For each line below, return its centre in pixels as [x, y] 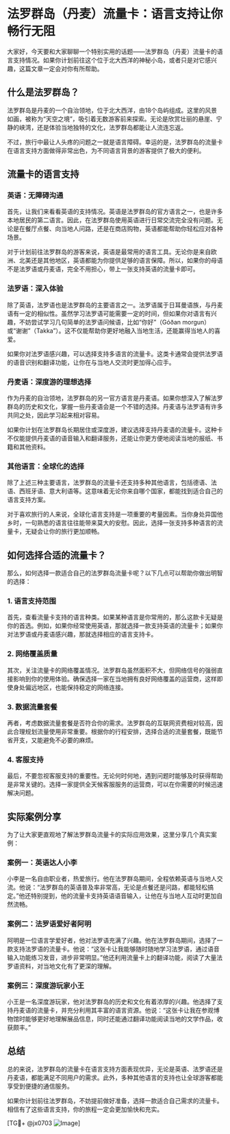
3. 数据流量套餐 [33, 707]
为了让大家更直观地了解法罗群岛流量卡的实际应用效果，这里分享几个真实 [109, 835]
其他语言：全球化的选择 [46, 466]
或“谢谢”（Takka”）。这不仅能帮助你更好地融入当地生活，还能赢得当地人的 [111, 331]
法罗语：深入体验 [35, 289]
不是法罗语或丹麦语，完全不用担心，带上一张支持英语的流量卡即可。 [103, 269]
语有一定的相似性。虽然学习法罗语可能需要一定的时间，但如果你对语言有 [109, 314]
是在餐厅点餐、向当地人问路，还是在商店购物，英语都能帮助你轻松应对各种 [118, 229]
